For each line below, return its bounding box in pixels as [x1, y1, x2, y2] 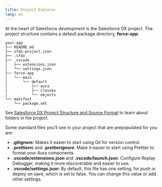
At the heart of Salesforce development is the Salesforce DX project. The [5, 25, 153, 31]
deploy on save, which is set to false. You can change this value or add [12, 171, 157, 177]
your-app [5, 40, 23, 45]
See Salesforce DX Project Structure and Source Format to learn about [5, 109, 148, 115]
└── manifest [5, 96, 32, 101]
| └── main [5, 75, 32, 80]
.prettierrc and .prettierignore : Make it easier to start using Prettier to [12, 144, 154, 150]
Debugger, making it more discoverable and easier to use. [12, 160, 130, 166]
